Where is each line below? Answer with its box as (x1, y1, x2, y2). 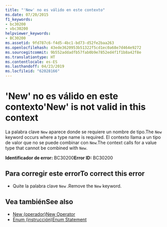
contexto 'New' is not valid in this (5, 101, 146, 113)
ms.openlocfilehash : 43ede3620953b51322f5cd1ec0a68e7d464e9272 (5, 45, 142, 50)
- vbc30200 (5, 26, 28, 31)
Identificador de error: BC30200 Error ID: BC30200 (5, 155, 113, 161)
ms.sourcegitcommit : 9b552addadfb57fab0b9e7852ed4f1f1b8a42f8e (5, 50, 142, 55)
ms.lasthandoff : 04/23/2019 (5, 64, 65, 69)
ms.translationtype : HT (5, 54, 56, 60)
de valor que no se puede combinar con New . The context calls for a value (5, 139, 157, 145)
